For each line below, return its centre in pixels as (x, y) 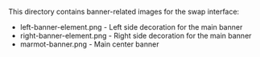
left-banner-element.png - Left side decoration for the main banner (131, 27)
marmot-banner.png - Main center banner (89, 44)
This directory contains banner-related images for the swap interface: (124, 12)
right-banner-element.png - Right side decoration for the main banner (136, 36)
